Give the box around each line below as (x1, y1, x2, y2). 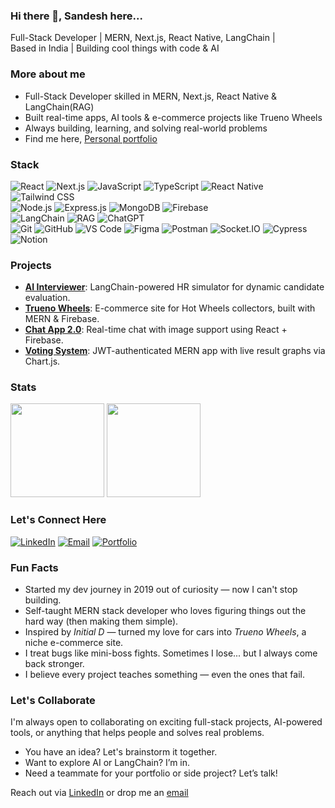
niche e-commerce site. (24, 637, 124, 649)
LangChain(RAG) (24, 100, 95, 113)
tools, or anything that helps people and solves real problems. (10, 727, 265, 739)
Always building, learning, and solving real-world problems (24, 122, 268, 134)
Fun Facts (10, 560, 59, 574)
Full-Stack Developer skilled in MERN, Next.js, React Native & (24, 90, 278, 102)
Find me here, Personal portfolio (24, 132, 158, 144)
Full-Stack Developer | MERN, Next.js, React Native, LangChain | (10, 32, 276, 44)
